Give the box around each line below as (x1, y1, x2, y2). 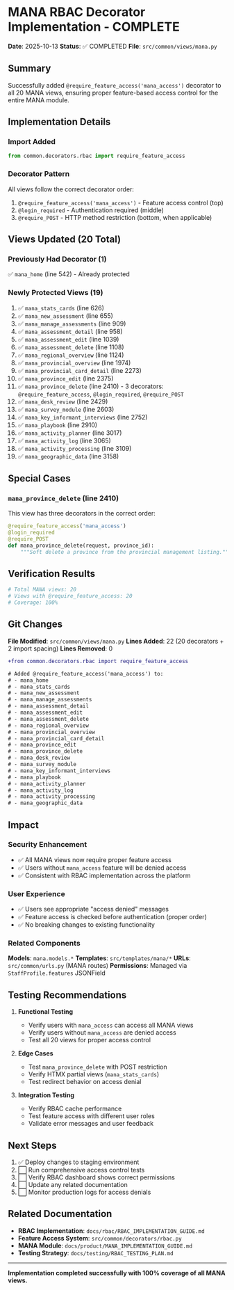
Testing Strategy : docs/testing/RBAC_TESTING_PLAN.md (17, 1248, 174, 1257)
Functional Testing (17, 1008, 74, 1016)
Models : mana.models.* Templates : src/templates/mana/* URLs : (8, 954, 192, 962)
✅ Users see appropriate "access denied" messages (17, 905, 169, 914)
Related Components (8, 939, 81, 948)
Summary (8, 63, 51, 74)
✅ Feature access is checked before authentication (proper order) (17, 913, 207, 921)
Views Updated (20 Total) (8, 234, 121, 245)
